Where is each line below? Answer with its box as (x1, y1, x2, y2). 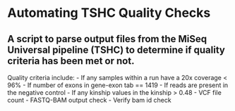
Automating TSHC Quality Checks (7, 5, 211, 21)
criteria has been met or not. (7, 55, 135, 67)
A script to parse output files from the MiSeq (7, 33, 207, 45)
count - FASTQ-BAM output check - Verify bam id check (7, 96, 171, 104)
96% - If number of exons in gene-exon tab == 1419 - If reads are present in (7, 81, 229, 89)
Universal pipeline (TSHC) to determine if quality (7, 44, 226, 55)
